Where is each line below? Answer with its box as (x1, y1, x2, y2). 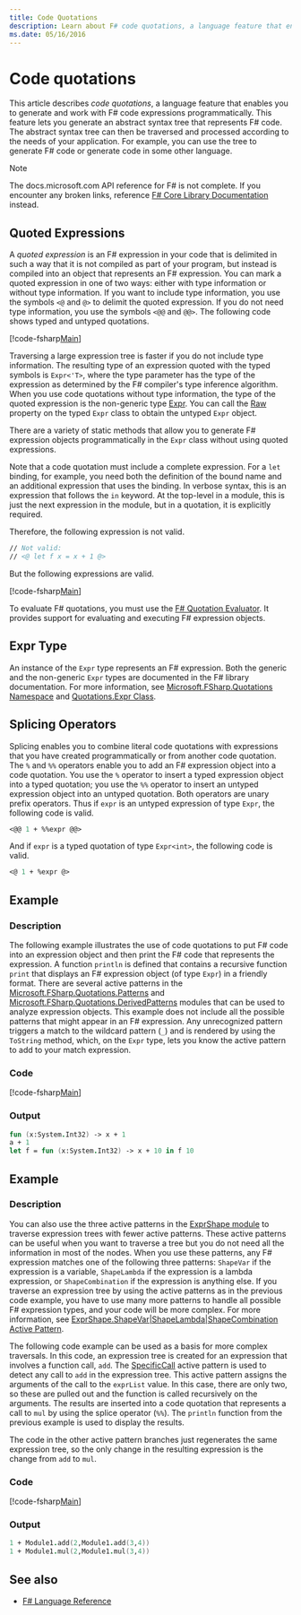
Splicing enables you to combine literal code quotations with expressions (9, 740, 279, 751)
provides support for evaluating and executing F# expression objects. (9, 612, 266, 623)
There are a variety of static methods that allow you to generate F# (9, 425, 256, 436)
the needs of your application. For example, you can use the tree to (9, 136, 257, 147)
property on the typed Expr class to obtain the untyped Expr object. (9, 408, 258, 419)
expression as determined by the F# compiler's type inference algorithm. (9, 379, 279, 390)
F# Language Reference (21, 1596, 112, 1606)
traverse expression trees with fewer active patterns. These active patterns (9, 1228, 287, 1239)
